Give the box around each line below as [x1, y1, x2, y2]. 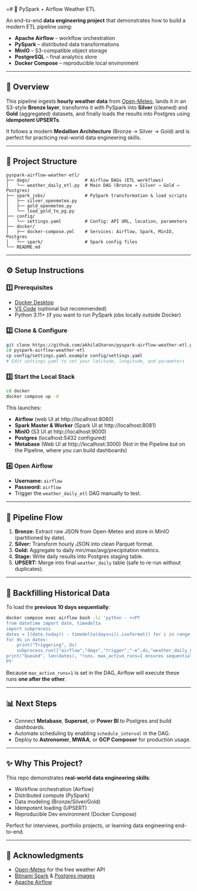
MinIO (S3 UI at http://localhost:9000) [14, 428, 107, 435]
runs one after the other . [6, 675, 66, 682]
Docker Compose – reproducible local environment [14, 59, 139, 66]
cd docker [6, 388, 30, 394]
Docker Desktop [14, 299, 54, 306]
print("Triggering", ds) [16, 642, 77, 648]
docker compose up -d [6, 394, 59, 399]
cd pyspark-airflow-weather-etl [6, 347, 85, 354]
